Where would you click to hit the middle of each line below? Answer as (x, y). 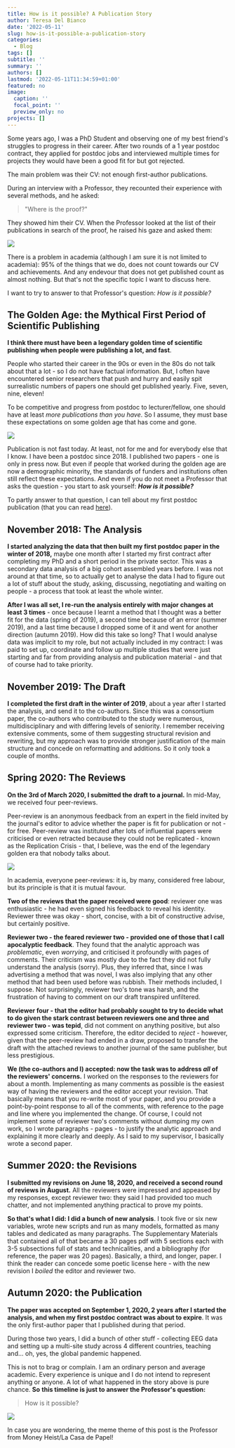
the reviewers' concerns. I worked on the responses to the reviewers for (113, 1076)
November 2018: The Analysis (75, 529)
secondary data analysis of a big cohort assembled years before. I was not (115, 569)
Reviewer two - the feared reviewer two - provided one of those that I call (116, 937)
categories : (25, 40)
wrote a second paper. (40, 1143)
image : (17, 92)
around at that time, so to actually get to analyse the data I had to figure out (116, 576)
